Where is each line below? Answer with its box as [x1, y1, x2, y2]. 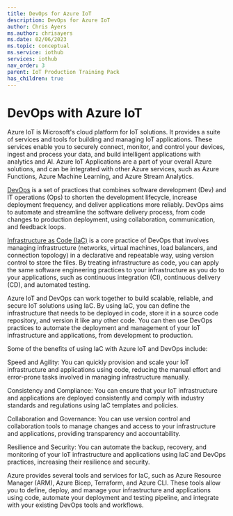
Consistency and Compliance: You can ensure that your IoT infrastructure [7, 386, 218, 395]
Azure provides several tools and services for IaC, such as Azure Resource [7, 471, 222, 480]
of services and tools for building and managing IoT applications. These [7, 135, 213, 143]
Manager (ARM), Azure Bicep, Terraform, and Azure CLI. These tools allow [7, 478, 221, 487]
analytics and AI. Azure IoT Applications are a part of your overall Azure [7, 157, 212, 166]
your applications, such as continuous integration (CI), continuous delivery [7, 273, 221, 282]
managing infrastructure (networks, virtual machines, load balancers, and [7, 244, 218, 252]
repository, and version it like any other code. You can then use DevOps [7, 316, 213, 325]
